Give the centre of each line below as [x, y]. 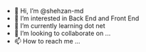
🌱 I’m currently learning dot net [59, 26]
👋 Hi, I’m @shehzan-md [49, 11]
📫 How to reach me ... [47, 41]
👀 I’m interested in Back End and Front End [77, 18]
